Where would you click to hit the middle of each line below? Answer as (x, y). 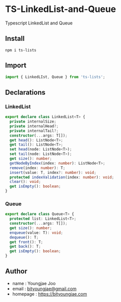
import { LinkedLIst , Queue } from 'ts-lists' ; (55, 77)
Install (15, 39)
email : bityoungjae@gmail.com (44, 289)
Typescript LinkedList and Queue (39, 23)
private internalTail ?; (34, 131)
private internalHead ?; (34, 126)
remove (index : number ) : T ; (37, 168)
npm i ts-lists (21, 50)
